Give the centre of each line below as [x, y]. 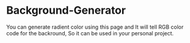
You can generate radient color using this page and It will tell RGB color [95, 27]
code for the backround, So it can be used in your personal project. [90, 33]
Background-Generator [66, 10]
